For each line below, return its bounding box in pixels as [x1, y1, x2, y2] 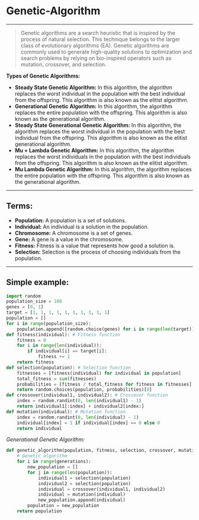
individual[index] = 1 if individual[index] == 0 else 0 [17, 420, 161, 426]
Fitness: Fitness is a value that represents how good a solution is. [14, 242, 175, 249]
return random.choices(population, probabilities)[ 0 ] [17, 387, 152, 393]
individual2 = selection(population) [37, 480, 131, 487]
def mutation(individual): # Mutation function [6, 409, 126, 414]
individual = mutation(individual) [37, 492, 126, 497]
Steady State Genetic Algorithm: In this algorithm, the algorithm [14, 84, 173, 91]
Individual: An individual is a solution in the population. [14, 223, 149, 230]
